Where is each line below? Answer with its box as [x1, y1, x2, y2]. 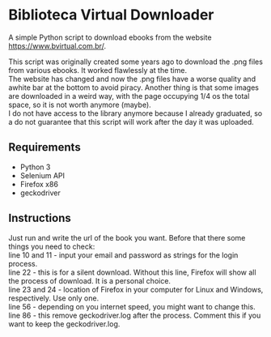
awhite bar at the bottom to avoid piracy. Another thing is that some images [8, 83, 259, 92]
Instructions [8, 211, 71, 225]
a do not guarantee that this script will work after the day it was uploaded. [8, 117, 254, 126]
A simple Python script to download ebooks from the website [8, 32, 212, 42]
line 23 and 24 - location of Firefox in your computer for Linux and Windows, [8, 284, 264, 294]
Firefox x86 [19, 179, 59, 189]
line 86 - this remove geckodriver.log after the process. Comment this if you [8, 310, 261, 320]
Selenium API [19, 170, 65, 180]
